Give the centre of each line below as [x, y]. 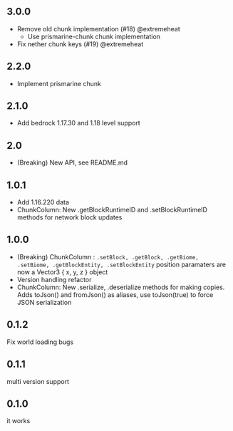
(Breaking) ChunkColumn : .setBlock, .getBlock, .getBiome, [108, 256]
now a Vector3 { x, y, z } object [62, 272]
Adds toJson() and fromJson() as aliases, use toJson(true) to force [115, 294]
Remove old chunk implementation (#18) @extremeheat [99, 28]
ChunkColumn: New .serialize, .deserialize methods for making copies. [121, 287]
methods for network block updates [69, 217]
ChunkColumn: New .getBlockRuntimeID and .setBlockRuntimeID [112, 210]
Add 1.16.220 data [43, 202]
